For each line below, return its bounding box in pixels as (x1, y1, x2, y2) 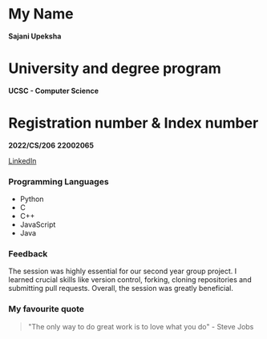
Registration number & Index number (8, 114, 259, 132)
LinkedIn (8, 155, 37, 165)
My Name (8, 5, 74, 23)
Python (19, 194, 44, 204)
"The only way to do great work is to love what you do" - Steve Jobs (27, 321, 254, 331)
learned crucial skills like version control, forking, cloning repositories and (8, 275, 252, 285)
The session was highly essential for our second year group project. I (8, 266, 237, 276)
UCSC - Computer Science (8, 86, 99, 95)
